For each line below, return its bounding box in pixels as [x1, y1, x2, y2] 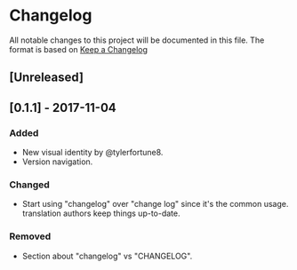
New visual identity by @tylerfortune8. [21, 147, 164, 158]
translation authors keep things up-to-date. [21, 208, 181, 218]
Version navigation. [21, 156, 93, 167]
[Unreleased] [9, 70, 84, 85]
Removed [9, 230, 52, 242]
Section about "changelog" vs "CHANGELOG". [21, 250, 193, 261]
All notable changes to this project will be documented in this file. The [9, 35, 265, 45]
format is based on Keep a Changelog [9, 44, 148, 54]
